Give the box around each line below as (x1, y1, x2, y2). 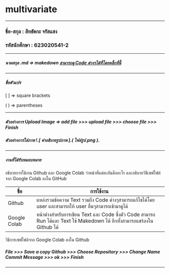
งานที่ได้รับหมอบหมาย (5, 157, 41, 163)
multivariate (5, 4, 57, 15)
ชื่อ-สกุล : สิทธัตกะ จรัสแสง (5, 28, 58, 35)
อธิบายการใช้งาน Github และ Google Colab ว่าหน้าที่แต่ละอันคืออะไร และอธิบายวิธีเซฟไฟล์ (5, 170, 161, 176)
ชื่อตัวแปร (5, 79, 21, 85)
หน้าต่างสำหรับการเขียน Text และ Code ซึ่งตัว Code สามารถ (36, 211, 155, 218)
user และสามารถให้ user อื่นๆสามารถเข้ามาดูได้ (36, 203, 128, 210)
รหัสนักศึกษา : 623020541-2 (5, 42, 69, 49)
